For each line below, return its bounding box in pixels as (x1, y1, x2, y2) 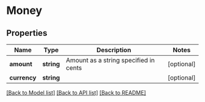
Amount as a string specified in (66, 56, 155, 64)
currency (9, 73, 37, 82)
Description (96, 46, 131, 54)
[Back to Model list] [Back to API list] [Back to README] (6, 89, 146, 96)
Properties (6, 28, 48, 38)
